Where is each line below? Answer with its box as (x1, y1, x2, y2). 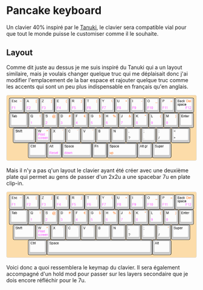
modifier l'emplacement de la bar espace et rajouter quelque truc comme (6, 76, 188, 83)
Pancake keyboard (6, 4, 101, 18)
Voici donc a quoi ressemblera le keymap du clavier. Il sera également (6, 263, 180, 271)
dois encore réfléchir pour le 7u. (6, 276, 86, 284)
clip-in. (6, 179, 24, 187)
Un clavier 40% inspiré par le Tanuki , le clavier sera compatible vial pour (6, 24, 187, 31)
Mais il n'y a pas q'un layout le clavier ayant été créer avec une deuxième (6, 167, 189, 174)
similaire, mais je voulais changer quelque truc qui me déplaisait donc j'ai (6, 70, 188, 77)
